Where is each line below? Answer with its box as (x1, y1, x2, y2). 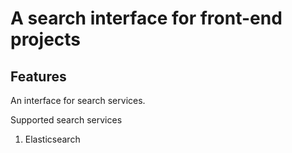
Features (10, 68, 67, 85)
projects (10, 28, 82, 51)
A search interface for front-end (10, 7, 283, 30)
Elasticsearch (24, 133, 81, 145)
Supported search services (10, 114, 123, 126)
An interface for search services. (10, 95, 146, 106)
